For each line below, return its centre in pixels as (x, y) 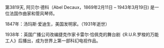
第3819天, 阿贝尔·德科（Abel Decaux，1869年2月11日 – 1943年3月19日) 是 (80, 7)
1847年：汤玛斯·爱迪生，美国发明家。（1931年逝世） (57, 24)
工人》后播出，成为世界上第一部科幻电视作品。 (53, 41)
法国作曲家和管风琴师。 (33, 13)
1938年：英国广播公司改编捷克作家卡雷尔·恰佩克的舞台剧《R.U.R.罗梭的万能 (82, 34)
